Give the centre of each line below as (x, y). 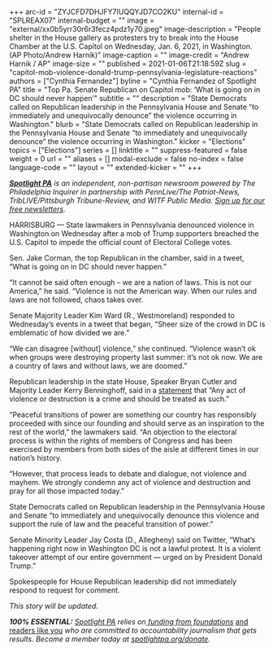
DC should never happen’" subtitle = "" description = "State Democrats (128, 98)
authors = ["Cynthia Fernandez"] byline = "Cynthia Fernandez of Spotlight (133, 81)
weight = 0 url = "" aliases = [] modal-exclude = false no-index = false (127, 159)
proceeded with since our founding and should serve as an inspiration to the (137, 423)
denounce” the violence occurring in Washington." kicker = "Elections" (128, 141)
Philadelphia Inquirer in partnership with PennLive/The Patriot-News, (125, 192)
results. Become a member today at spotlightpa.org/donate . (110, 639)
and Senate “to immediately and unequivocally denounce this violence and (134, 515)
